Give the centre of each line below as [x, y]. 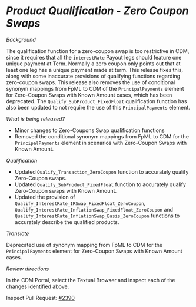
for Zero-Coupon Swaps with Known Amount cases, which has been [89, 95]
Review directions [28, 269]
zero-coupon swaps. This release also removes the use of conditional [91, 82]
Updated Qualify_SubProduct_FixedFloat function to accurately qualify [100, 184]
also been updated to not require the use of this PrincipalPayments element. [98, 107]
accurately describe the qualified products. [67, 222]
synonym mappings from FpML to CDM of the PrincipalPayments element [95, 88]
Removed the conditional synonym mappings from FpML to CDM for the [102, 136]
